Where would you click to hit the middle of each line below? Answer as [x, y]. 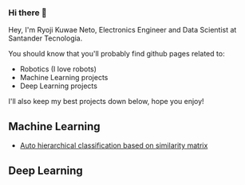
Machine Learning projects [64, 78]
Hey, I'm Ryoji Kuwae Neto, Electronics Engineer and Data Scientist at [122, 30]
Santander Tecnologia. [45, 38]
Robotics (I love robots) [58, 69]
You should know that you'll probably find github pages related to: [117, 54]
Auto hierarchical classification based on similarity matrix [114, 145]
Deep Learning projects [59, 86]
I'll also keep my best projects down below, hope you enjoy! [107, 102]
